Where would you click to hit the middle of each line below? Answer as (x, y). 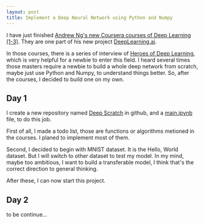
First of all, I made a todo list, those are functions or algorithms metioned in (100, 131)
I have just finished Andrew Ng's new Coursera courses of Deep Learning (99, 35)
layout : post (23, 12)
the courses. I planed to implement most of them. (68, 138)
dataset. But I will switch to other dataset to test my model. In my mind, (95, 156)
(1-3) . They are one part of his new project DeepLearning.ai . (82, 41)
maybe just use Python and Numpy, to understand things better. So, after (98, 73)
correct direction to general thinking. (52, 169)
